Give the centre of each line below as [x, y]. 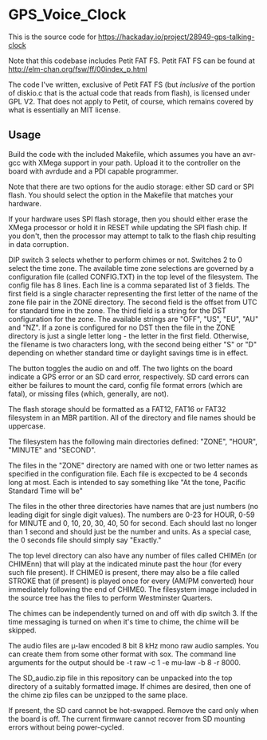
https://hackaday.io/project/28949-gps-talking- [177, 37]
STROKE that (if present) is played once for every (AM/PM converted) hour [131, 581]
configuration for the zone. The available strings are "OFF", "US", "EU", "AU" [133, 319]
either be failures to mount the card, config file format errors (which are [126, 385]
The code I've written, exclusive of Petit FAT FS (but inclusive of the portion [132, 84]
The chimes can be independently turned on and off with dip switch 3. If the [133, 613]
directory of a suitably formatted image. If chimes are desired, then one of [130, 686]
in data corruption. [39, 244]
